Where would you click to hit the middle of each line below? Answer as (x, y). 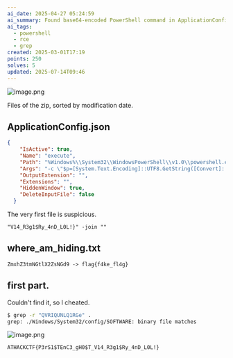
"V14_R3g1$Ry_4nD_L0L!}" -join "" (57, 227)
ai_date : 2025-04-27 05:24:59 (51, 14)
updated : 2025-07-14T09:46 (46, 72)
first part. (28, 286)
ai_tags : (20, 26)
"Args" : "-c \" (42, 169)
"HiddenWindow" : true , (52, 188)
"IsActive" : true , (46, 149)
